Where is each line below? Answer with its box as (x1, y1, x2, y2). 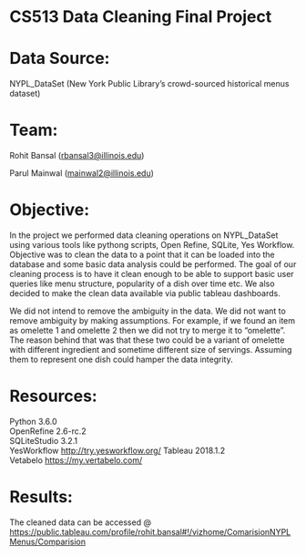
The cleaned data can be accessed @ (9, 517, 152, 528)
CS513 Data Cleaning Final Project (9, 6, 272, 27)
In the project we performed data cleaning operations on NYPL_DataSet (9, 230, 279, 241)
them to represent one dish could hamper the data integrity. (9, 354, 234, 365)
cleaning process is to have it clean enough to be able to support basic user (9, 269, 294, 279)
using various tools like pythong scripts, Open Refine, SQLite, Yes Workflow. (9, 240, 295, 250)
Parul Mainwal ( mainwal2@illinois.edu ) (9, 168, 155, 179)
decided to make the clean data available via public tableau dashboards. (9, 288, 280, 298)
